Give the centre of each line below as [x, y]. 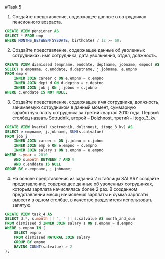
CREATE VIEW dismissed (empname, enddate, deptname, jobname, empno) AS [82, 64]
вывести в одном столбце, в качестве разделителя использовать [82, 200]
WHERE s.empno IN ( [25, 228]
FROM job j [16, 136]
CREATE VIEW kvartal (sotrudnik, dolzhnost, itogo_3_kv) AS [69, 127]
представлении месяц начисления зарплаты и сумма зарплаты [80, 194]
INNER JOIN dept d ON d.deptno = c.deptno [59, 83]
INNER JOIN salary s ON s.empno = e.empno [59, 150]
